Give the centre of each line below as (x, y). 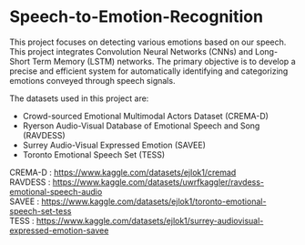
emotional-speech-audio (56, 191)
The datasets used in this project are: (79, 98)
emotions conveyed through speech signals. (92, 80)
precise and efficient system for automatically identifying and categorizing (149, 71)
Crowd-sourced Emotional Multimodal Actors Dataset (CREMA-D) (145, 116)
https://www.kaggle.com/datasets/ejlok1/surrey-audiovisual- (150, 220)
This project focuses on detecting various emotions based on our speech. (148, 42)
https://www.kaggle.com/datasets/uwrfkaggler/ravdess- (158, 182)
